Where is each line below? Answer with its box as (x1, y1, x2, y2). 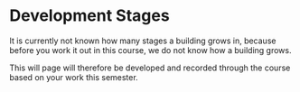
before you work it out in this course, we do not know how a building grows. (9, 44, 292, 55)
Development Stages (9, 5, 170, 26)
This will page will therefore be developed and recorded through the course (9, 62, 291, 73)
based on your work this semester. (9, 71, 138, 82)
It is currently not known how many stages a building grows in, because (9, 35, 277, 46)
